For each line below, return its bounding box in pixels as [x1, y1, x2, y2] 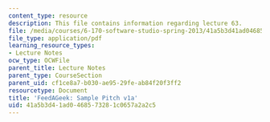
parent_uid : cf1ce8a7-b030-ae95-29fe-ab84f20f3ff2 [8, 79, 182, 87]
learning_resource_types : [8, 42, 95, 50]
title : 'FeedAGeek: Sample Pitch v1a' [8, 94, 138, 102]
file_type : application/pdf [8, 34, 103, 43]
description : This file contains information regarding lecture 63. [8, 19, 243, 27]
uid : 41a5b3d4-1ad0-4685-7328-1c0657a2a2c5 [8, 101, 157, 109]
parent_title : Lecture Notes [8, 64, 106, 72]
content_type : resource [8, 11, 88, 20]
